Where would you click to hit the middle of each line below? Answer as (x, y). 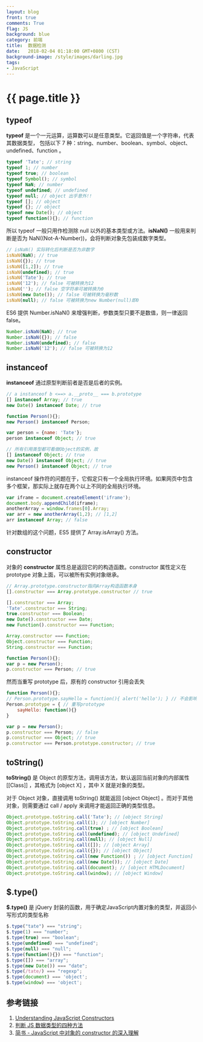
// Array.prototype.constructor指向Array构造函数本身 (72, 586)
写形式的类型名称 (27, 915)
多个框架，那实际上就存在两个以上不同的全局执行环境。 (75, 486)
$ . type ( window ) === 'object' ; (44, 983)
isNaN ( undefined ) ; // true (40, 272)
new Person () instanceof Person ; (48, 422)
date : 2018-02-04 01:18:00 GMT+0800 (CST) (63, 51)
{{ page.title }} (43, 98)
